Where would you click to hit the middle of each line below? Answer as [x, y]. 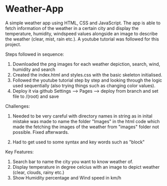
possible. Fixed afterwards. [41, 132]
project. [13, 44]
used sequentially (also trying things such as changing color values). [84, 85]
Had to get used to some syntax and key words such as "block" [78, 142]
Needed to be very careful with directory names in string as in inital [82, 116]
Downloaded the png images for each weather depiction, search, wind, [86, 64]
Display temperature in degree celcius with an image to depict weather [86, 167]
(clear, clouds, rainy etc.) [38, 172]
